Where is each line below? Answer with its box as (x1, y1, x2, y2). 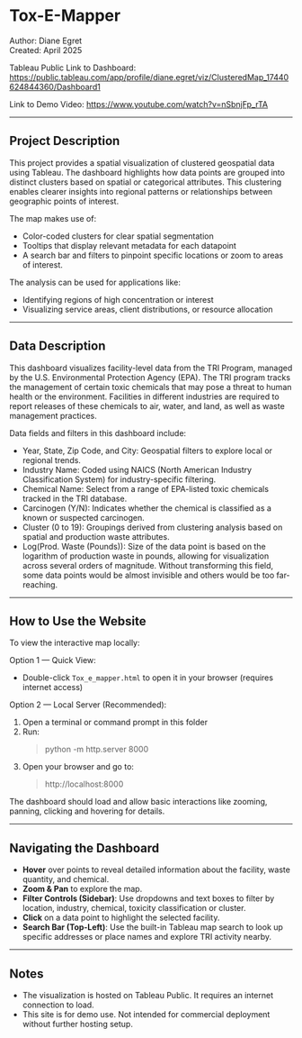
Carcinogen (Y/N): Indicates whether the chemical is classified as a (22, 502, 272, 514)
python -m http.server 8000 (44, 744, 149, 755)
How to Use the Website (9, 614, 147, 629)
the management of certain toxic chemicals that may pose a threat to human (9, 381, 292, 392)
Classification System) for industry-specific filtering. (22, 474, 217, 485)
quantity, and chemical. (22, 874, 110, 885)
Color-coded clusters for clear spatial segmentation (22, 231, 214, 241)
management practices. (9, 410, 97, 421)
